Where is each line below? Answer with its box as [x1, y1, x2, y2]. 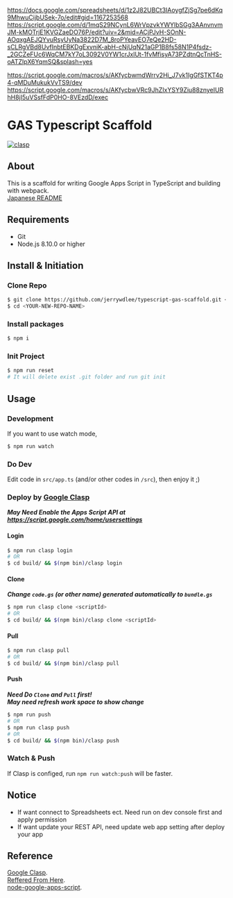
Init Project [7, 351, 45, 361]
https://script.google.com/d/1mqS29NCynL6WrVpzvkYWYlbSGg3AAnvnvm [7, 21, 223, 28]
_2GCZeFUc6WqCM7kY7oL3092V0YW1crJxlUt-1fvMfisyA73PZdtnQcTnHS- [7, 50, 222, 58]
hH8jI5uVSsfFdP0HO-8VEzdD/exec [7, 93, 109, 101]
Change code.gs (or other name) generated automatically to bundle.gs [7, 590, 213, 599]
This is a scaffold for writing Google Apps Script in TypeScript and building [7, 178, 221, 187]
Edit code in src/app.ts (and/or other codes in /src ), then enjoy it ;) [7, 475, 200, 483]
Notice [7, 790, 37, 801]
